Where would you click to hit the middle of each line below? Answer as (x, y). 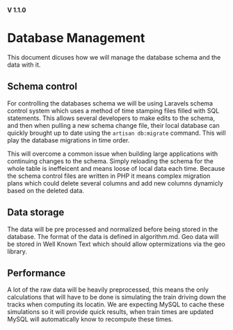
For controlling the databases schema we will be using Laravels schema (110, 103)
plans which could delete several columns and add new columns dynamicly (115, 183)
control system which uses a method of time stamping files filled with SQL (113, 110)
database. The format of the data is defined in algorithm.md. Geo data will (113, 236)
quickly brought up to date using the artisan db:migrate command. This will (116, 133)
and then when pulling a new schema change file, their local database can (114, 125)
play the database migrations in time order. (69, 140)
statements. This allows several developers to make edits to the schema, (111, 118)
